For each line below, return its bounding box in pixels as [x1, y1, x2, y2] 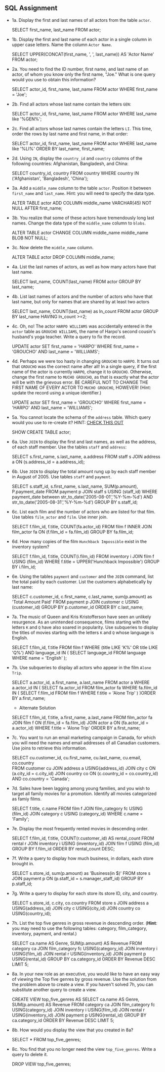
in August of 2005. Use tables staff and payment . [11, 473, 112, 480]
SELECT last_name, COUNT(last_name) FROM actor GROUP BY [11, 279, 141, 284]
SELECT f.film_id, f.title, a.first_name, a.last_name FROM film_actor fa [11, 714, 153, 720]
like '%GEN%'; [11, 116, 42, 122]
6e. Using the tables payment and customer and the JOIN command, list [11, 573, 154, 579]
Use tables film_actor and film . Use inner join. [11, 514, 108, 520]
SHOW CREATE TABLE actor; [11, 429, 71, 435]
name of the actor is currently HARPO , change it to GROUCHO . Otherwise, [11, 369, 153, 375]
